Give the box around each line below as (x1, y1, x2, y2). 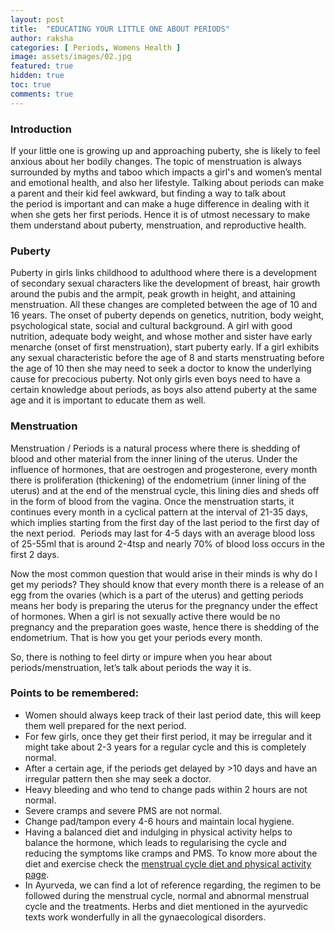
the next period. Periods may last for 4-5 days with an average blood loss (10, 527, 316, 539)
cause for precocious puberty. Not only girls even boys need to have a (10, 373, 301, 385)
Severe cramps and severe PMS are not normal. (24, 804, 223, 816)
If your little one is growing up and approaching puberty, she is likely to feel (10, 144, 321, 156)
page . (24, 868, 50, 880)
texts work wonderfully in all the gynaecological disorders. (24, 911, 267, 923)
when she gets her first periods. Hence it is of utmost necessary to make (10, 208, 311, 220)
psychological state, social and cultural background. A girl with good (10, 320, 293, 332)
